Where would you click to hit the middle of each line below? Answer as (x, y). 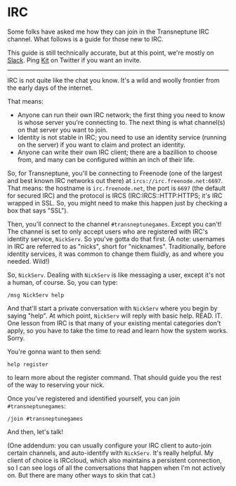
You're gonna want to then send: (54, 351)
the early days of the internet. (50, 88)
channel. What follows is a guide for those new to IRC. (85, 39)
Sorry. (16, 338)
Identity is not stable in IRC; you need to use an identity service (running (122, 137)
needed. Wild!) (29, 261)
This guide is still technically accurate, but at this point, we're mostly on (111, 53)
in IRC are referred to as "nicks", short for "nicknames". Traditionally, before (117, 246)
